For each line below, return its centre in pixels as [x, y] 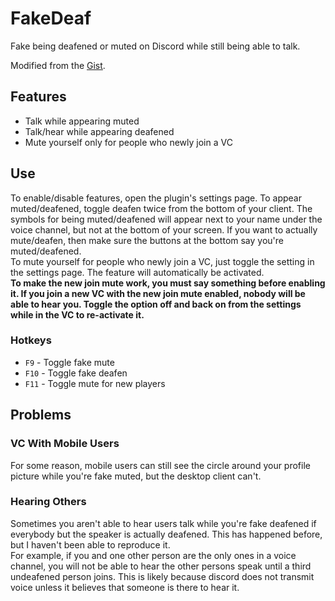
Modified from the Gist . [58, 65]
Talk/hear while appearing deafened [99, 131]
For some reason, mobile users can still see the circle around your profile [160, 465]
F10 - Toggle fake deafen [76, 373]
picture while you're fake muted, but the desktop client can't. [136, 476]
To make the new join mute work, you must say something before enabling [168, 283]
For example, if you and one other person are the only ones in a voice [153, 555]
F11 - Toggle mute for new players [95, 383]
